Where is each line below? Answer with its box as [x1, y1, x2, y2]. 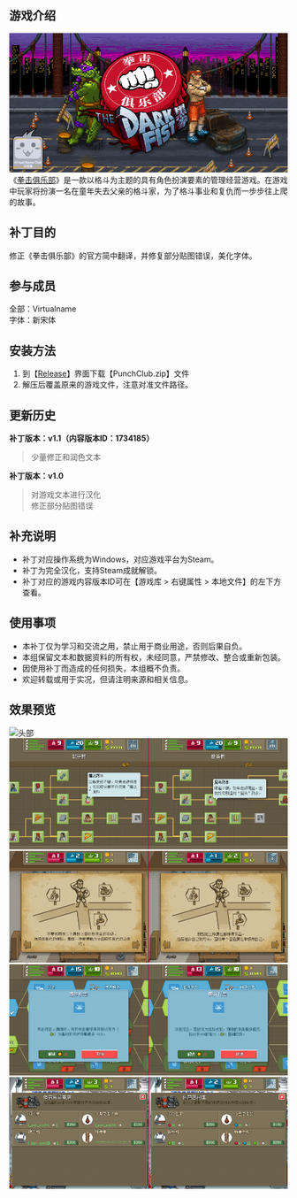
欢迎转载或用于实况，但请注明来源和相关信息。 [21, 673, 193, 684]
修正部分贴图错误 [30, 501, 94, 511]
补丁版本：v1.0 [9, 471, 65, 481]
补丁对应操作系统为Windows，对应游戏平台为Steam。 [21, 554, 219, 564]
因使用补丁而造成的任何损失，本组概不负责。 [21, 663, 186, 673]
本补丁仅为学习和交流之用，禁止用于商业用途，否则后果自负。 [21, 641, 247, 651]
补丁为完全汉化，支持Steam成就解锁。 [21, 564, 162, 575]
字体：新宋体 [9, 315, 56, 326]
